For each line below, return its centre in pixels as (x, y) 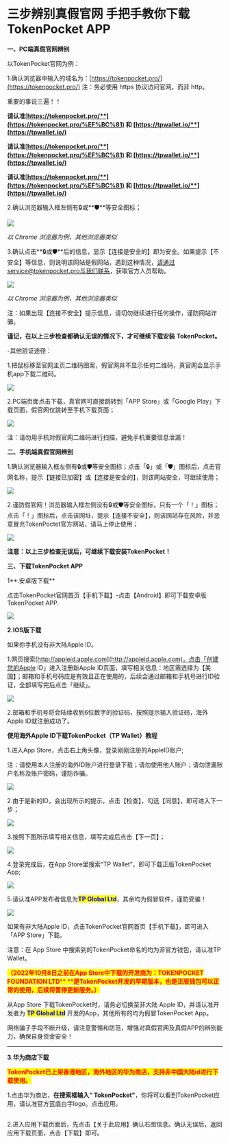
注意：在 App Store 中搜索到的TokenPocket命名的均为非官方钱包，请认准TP (114, 949)
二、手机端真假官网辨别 (40, 452)
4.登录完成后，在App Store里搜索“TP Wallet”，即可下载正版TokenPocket (109, 864)
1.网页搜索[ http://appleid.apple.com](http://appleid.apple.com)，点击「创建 (113, 659)
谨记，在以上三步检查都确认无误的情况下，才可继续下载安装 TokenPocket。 (114, 336)
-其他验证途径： (30, 350)
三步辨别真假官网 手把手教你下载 (99, 14)
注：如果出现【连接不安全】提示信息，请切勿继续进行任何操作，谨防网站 (109, 312)
